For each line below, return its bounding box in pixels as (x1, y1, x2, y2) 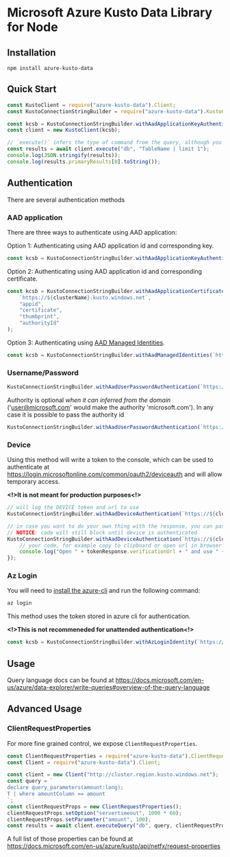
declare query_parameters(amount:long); (7, 784, 125, 791)
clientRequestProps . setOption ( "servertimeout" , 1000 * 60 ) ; (7, 810, 183, 817)
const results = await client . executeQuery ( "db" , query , (7, 822, 173, 830)
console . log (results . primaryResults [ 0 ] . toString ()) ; (7, 158, 161, 165)
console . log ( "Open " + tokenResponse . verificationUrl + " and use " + (19, 548, 225, 555)
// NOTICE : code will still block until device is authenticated (7, 529, 197, 536)
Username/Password (7, 368, 79, 377)
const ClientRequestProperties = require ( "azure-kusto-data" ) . (7, 753, 192, 760)
